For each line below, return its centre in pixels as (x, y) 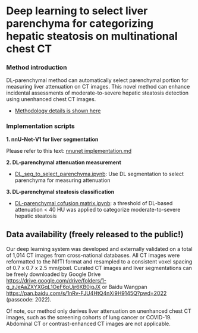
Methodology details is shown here (58, 111)
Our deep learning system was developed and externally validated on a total (99, 249)
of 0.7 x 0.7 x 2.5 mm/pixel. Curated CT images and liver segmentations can (99, 268)
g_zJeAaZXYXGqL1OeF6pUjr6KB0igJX (54, 287)
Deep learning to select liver (77, 11)
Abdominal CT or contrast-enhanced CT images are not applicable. (89, 323)
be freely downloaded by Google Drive (54, 274)
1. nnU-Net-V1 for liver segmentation (52, 139)
